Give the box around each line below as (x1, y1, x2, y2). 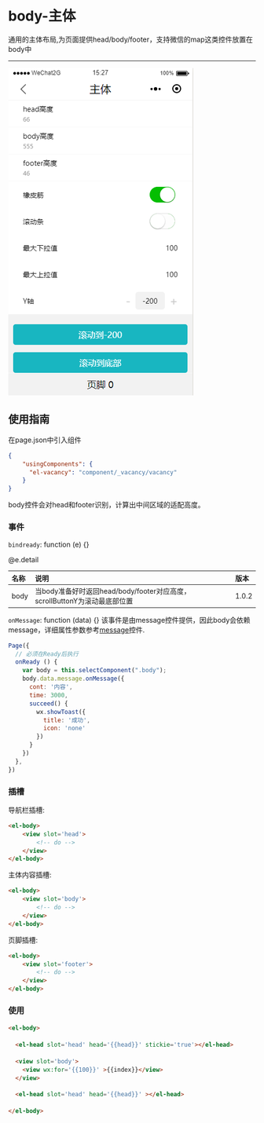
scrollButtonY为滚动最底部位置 (35, 596, 134, 605)
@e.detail (8, 555, 39, 565)
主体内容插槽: (8, 870, 53, 880)
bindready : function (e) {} (8, 540, 90, 550)
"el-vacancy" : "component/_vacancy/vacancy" (28, 468, 178, 476)
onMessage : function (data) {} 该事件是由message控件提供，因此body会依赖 (8, 615, 251, 624)
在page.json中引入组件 (8, 435, 82, 444)
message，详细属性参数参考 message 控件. (8, 625, 145, 635)
